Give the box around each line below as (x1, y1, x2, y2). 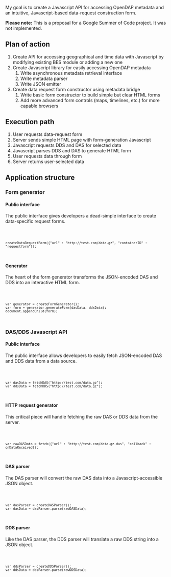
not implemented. (5, 25, 42, 31)
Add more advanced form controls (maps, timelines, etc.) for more (20, 97, 160, 103)
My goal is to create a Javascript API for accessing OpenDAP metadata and (5, 5, 164, 10)
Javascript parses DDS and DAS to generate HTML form (12, 147, 131, 153)
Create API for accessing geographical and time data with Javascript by (12, 53, 164, 59)
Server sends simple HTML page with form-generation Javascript (12, 136, 151, 143)
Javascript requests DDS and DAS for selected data (12, 142, 121, 148)
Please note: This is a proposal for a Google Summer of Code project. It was (5, 20, 166, 26)
